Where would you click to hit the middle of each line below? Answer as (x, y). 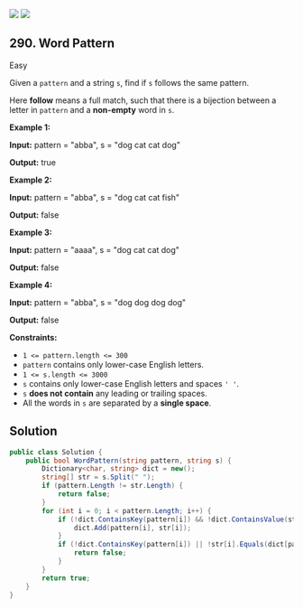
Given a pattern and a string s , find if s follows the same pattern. (129, 82)
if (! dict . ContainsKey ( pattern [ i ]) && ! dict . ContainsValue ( (173, 519)
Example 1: (30, 127)
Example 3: (31, 232)
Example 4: (31, 285)
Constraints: (33, 337)
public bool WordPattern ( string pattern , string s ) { (129, 461)
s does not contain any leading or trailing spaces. (115, 393)
